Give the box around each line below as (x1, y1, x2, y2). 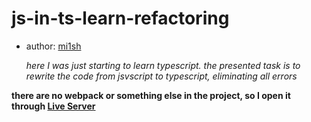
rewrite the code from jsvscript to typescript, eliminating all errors (25, 70, 298, 82)
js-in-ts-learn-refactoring (11, 7, 230, 30)
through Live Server (11, 100, 96, 112)
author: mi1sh (25, 40, 82, 52)
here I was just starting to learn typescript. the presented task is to (25, 59, 301, 71)
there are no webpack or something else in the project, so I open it (11, 89, 291, 101)
